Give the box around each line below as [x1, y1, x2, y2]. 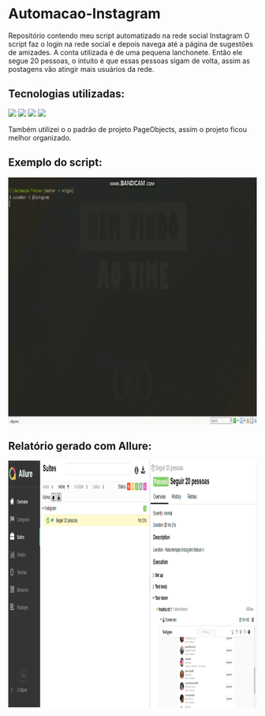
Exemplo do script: [8, 156, 103, 170]
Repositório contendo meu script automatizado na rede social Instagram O [8, 31, 250, 40]
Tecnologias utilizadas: [8, 88, 125, 101]
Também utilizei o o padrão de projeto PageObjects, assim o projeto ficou [8, 124, 247, 134]
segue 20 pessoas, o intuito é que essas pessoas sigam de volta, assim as [8, 56, 251, 66]
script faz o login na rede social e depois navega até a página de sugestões [8, 39, 254, 48]
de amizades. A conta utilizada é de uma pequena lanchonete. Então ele [8, 47, 243, 57]
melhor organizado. [8, 133, 72, 142]
